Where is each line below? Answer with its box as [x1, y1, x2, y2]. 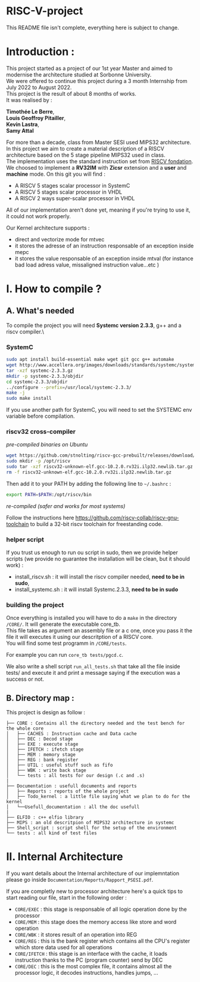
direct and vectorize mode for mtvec [14, 235, 105, 243]
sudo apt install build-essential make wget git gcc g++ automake [6, 357, 174, 363]
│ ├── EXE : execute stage [6, 741, 79, 748]
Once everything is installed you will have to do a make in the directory [6, 614, 177, 622]
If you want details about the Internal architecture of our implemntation [6, 870, 180, 877]
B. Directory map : [6, 693, 74, 703]
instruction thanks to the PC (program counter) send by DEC [14, 956, 163, 963]
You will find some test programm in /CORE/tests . [6, 640, 127, 647]
